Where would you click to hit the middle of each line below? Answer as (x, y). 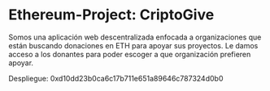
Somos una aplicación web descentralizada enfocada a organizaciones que (135, 37)
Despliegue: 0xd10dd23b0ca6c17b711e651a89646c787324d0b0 (116, 78)
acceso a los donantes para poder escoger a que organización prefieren (130, 54)
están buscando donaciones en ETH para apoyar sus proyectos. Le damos (133, 45)
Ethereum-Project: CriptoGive (111, 15)
